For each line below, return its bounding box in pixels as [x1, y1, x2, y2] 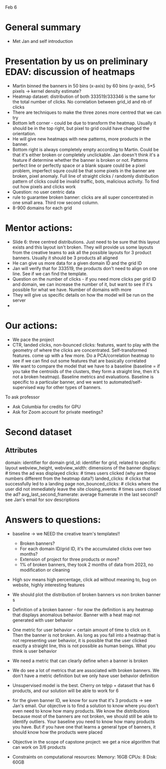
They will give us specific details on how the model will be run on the [12, 292, 154, 298]
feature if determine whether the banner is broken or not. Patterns [12, 157, 149, 163]
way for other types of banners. [36, 384, 102, 390]
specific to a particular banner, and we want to [12, 379, 108, 385]
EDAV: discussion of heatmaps [5, 66, 135, 78]
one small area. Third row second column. [12, 199, 99, 205]
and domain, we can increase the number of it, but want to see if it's [12, 281, 153, 287]
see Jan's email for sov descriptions [5, 496, 80, 502]
